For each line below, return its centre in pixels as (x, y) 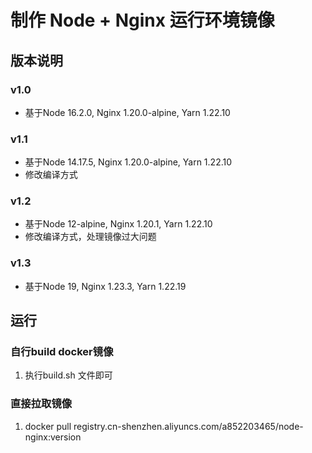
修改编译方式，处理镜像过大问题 (90, 237)
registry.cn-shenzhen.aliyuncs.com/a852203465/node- (188, 426)
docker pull (48, 426)
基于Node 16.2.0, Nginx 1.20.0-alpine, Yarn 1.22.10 (127, 112)
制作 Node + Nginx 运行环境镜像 (142, 20)
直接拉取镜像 (41, 404)
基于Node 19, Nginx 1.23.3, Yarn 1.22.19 (105, 286)
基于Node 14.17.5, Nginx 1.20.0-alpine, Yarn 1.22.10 (128, 162)
